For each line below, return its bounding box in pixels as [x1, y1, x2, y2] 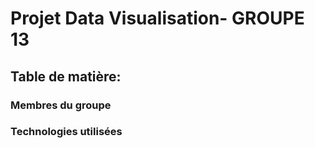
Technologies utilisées [10, 125, 123, 139]
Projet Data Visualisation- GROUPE [10, 7, 305, 30]
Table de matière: [10, 68, 122, 85]
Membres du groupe [10, 98, 112, 112]
